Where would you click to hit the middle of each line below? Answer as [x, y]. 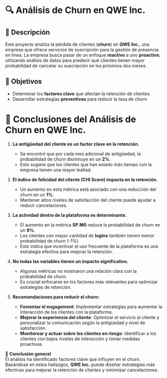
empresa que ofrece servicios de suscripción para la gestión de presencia [82, 50]
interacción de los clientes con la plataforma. [66, 312]
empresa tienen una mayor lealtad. [56, 170]
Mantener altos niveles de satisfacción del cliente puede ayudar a [88, 200]
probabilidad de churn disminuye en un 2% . [65, 159]
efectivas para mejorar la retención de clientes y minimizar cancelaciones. [82, 370]
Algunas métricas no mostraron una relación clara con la [78, 271]
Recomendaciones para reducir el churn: [56, 297]
